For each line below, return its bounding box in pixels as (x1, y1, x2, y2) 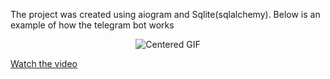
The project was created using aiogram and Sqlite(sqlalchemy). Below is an (10, 9, 321, 20)
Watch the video (10, 58, 78, 69)
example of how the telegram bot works (10, 19, 175, 31)
